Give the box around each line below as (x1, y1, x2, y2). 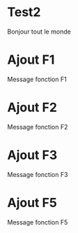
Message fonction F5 (7, 218, 68, 226)
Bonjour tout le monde (7, 27, 71, 36)
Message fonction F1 (7, 75, 68, 83)
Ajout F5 (7, 195, 57, 211)
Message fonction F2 (7, 122, 68, 131)
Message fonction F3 (7, 170, 68, 178)
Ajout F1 (7, 52, 55, 68)
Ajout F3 (7, 148, 58, 163)
